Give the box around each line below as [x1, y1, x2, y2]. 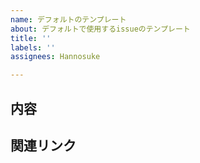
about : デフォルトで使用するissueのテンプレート [10, 24, 191, 34]
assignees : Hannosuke [10, 52, 101, 62]
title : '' [10, 33, 52, 43]
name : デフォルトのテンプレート [10, 14, 127, 25]
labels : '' [10, 42, 56, 53]
